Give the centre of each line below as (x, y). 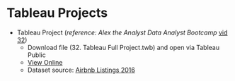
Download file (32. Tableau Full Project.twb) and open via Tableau (124, 47)
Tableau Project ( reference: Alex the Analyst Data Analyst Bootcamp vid (122, 32)
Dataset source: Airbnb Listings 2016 (81, 70)
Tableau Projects (57, 13)
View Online (45, 62)
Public (37, 55)
